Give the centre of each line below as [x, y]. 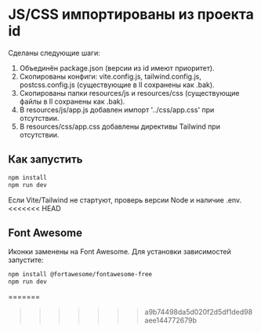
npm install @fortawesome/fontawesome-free [80, 275]
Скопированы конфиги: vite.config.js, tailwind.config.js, [110, 76]
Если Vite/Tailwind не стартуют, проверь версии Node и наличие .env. [125, 200]
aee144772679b [171, 320]
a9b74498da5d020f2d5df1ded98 [199, 312]
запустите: [26, 260]
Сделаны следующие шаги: [54, 53]
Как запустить [45, 160]
